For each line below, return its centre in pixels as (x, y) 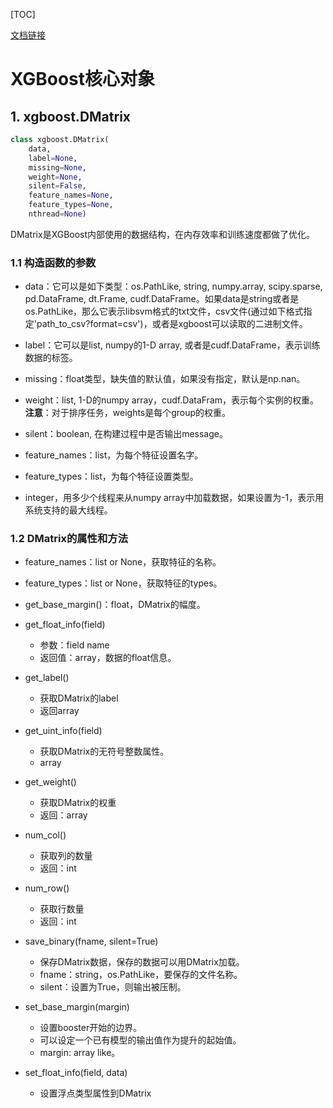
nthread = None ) (57, 214)
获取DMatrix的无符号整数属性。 (104, 751)
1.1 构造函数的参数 (53, 262)
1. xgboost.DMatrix (71, 116)
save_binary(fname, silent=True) (91, 941)
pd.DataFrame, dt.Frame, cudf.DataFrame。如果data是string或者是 (162, 299)
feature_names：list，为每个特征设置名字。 (114, 455)
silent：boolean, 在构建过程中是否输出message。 (126, 434)
